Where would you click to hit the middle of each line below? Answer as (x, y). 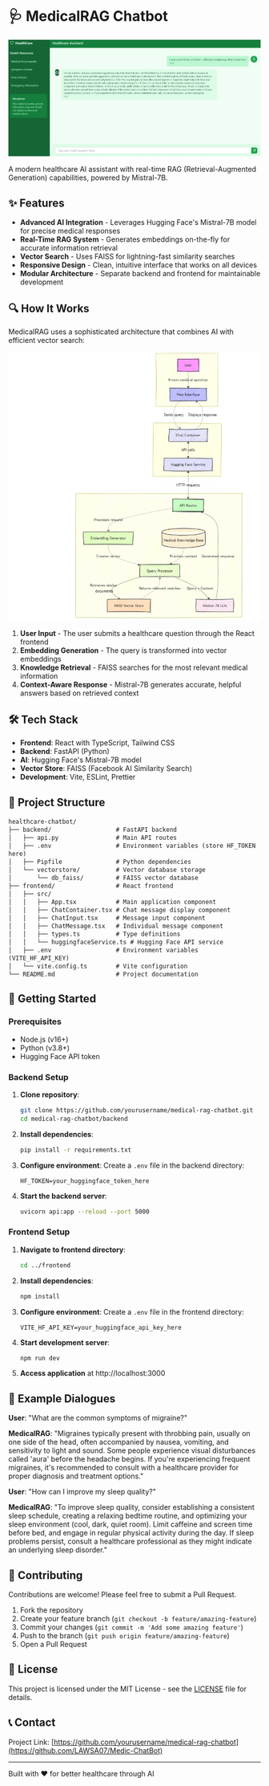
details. (20, 1697)
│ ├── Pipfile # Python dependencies (100, 862)
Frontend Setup (39, 1232)
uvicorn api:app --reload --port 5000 (84, 1211)
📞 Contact (32, 1723)
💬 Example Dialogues (62, 1399)
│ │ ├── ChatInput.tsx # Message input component (107, 918)
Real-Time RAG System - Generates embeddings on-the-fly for (125, 239)
